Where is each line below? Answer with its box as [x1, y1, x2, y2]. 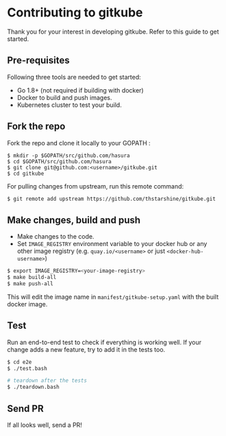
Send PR [7, 402, 44, 414]
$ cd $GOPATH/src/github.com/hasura [7, 158, 112, 165]
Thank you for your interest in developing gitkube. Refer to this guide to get [7, 27, 219, 36]
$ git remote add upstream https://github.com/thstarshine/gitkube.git [7, 195, 216, 202]
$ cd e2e [7, 359, 32, 365]
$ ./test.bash [7, 365, 48, 372]
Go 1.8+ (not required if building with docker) [16, 86, 144, 94]
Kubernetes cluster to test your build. [16, 101, 122, 109]
